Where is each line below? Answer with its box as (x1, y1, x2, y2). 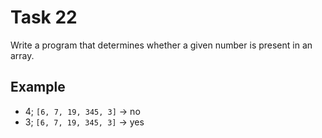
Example (10, 79, 66, 96)
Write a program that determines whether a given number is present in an (10, 39, 313, 51)
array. (10, 49, 35, 61)
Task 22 (10, 6, 78, 29)
